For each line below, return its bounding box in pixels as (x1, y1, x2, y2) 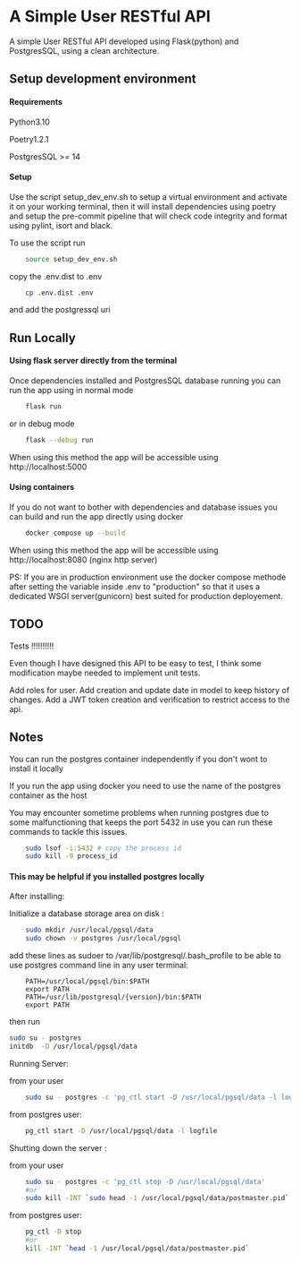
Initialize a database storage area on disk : (9, 908, 165, 919)
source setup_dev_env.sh (25, 254, 118, 263)
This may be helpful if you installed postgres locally (9, 871, 205, 881)
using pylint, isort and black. (9, 219, 113, 230)
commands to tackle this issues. (9, 826, 128, 837)
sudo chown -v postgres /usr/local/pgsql (25, 934, 181, 943)
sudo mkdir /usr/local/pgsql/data (25, 925, 154, 935)
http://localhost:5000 (9, 461, 87, 472)
